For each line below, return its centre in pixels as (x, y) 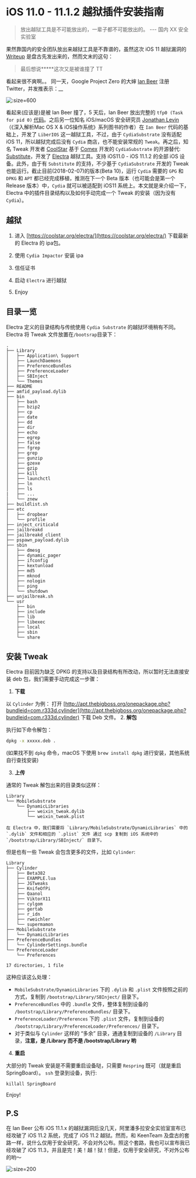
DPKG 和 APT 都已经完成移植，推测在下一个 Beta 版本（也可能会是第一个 (91, 178)
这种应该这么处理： (29, 977)
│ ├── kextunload (30, 565)
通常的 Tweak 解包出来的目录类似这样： (54, 785)
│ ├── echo (22, 432)
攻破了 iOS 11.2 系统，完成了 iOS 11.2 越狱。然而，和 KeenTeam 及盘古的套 (100, 1135)
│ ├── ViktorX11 (28, 899)
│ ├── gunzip (24, 458)
